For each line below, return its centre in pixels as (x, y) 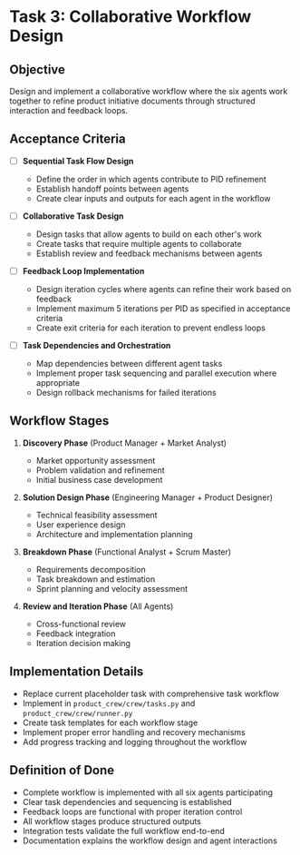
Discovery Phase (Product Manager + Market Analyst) (125, 443)
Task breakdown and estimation (96, 579)
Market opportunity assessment (96, 460)
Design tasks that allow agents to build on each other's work (149, 234)
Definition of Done (62, 770)
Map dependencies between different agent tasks (129, 364)
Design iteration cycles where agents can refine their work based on (164, 289)
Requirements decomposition (91, 569)
